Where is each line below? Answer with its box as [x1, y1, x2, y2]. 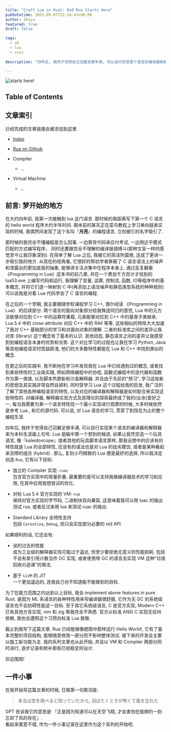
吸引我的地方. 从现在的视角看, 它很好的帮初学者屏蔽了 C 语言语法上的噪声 [9, 258, 164, 265]
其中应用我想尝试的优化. [24, 480, 75, 486]
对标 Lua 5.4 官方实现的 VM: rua [12, 491, 80, 497]
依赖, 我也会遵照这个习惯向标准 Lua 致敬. [5, 615, 91, 621]
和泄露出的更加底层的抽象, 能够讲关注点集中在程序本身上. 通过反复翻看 [5, 265, 153, 271]
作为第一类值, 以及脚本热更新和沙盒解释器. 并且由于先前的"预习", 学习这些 [5, 376, 159, 382]
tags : [5, 36, 17, 41]
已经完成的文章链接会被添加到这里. [5, 125, 78, 132]
